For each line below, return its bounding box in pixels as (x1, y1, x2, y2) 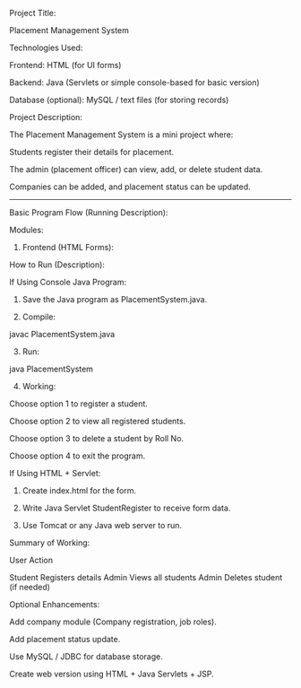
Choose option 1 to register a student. (9, 398, 148, 409)
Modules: (9, 224, 44, 235)
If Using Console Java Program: (9, 277, 127, 287)
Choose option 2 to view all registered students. (9, 416, 186, 426)
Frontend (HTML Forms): (21, 242, 115, 252)
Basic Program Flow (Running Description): (9, 207, 168, 218)
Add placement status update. (9, 634, 121, 644)
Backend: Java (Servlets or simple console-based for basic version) (9, 77, 260, 88)
